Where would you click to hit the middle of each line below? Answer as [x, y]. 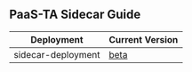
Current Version [144, 39]
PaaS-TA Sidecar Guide [75, 15]
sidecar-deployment [57, 54]
